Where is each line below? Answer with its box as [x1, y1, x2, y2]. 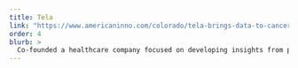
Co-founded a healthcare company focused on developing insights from [17, 46, 284, 55]
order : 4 [9, 29, 42, 38]
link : [9, 21, 29, 30]
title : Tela [9, 12, 53, 22]
